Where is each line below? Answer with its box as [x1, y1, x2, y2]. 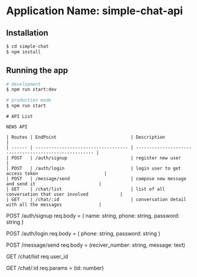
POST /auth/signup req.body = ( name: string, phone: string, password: [6, 212, 180, 219]
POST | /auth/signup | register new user [11, 155, 182, 161]
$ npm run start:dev [6, 87, 57, 93]
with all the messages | [6, 202, 102, 208]
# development [6, 81, 41, 87]
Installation [6, 28, 49, 38]
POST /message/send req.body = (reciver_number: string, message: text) [6, 241, 185, 249]
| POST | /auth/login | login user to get [6, 165, 182, 171]
